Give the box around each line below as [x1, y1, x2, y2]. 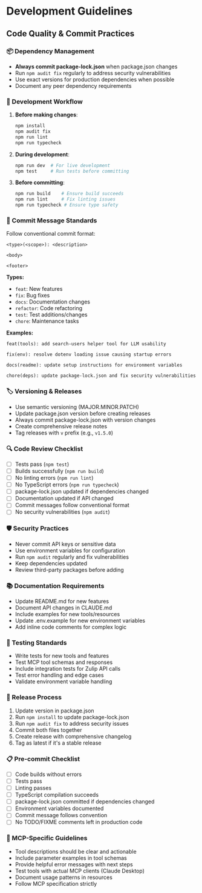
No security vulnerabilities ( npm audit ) [15, 508, 110, 516]
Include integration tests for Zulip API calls [15, 665, 121, 672]
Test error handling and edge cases [15, 671, 104, 679]
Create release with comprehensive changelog [15, 732, 132, 740]
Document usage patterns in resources [15, 874, 113, 881]
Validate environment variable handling [15, 678, 112, 685]
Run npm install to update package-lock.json [15, 713, 129, 720]
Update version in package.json [15, 707, 95, 714]
